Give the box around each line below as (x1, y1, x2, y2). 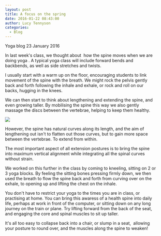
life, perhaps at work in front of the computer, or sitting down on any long (5, 201, 151, 206)
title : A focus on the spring (5, 12, 66, 17)
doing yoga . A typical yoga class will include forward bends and (5, 58, 134, 63)
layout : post (5, 7, 31, 12)
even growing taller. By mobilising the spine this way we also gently (5, 102, 139, 108)
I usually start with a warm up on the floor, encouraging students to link (5, 72, 147, 78)
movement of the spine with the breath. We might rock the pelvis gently (5, 77, 147, 83)
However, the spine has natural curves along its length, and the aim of (5, 126, 144, 132)
